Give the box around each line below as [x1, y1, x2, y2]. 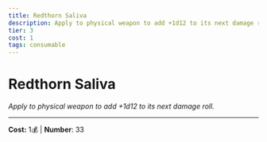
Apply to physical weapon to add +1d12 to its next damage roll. [8, 102, 215, 111]
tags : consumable [8, 41, 66, 49]
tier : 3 [8, 26, 34, 34]
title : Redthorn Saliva [8, 11, 87, 20]
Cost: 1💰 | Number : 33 [8, 125, 85, 135]
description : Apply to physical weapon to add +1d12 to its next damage [8, 19, 254, 27]
